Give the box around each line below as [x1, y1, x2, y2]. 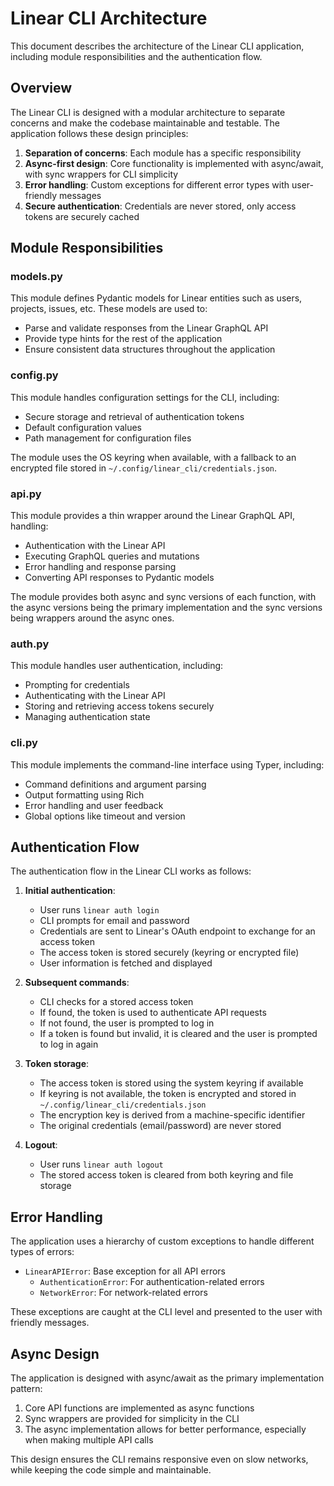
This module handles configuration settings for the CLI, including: [10, 391, 280, 403]
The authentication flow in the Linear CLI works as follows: [10, 865, 252, 877]
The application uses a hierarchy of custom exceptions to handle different [10, 1235, 315, 1247]
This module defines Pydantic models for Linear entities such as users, [10, 292, 303, 304]
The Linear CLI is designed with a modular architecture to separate [10, 106, 286, 118]
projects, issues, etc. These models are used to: [10, 303, 208, 315]
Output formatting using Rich [24, 788, 145, 801]
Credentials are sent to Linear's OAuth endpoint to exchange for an [39, 925, 316, 937]
